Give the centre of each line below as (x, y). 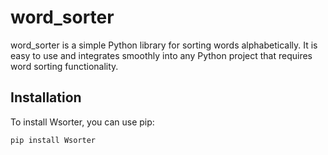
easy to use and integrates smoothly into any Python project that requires (161, 55)
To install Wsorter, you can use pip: (82, 122)
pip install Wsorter (53, 140)
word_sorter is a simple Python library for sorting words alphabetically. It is (164, 45)
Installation (46, 97)
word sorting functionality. (64, 66)
